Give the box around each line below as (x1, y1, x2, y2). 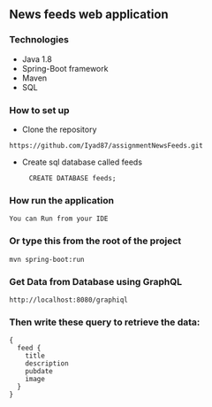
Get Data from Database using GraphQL (9, 275, 183, 288)
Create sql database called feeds (21, 157, 143, 167)
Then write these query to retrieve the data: (9, 316, 201, 328)
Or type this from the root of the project (9, 234, 182, 247)
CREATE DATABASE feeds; (28, 173, 117, 182)
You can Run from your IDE (9, 214, 109, 224)
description (25, 359, 69, 368)
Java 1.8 (21, 53, 53, 65)
